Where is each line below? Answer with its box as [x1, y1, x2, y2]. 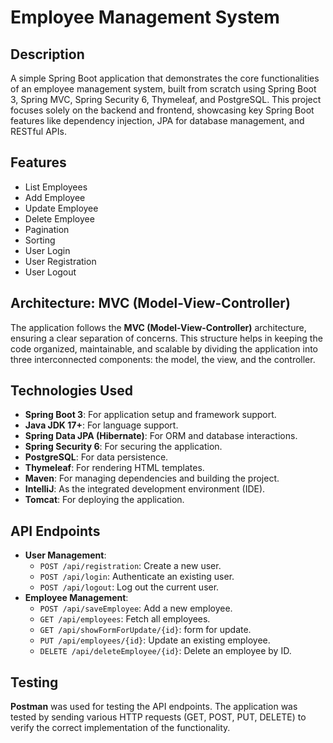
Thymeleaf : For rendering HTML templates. [24, 462, 205, 474]
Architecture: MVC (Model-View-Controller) [10, 295, 291, 312]
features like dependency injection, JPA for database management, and [10, 115, 305, 126]
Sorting [24, 234, 56, 246]
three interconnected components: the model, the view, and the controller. [10, 353, 316, 365]
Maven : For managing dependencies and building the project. [24, 472, 280, 485]
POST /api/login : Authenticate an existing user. [39, 571, 235, 583]
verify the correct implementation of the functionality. [10, 722, 231, 734]
